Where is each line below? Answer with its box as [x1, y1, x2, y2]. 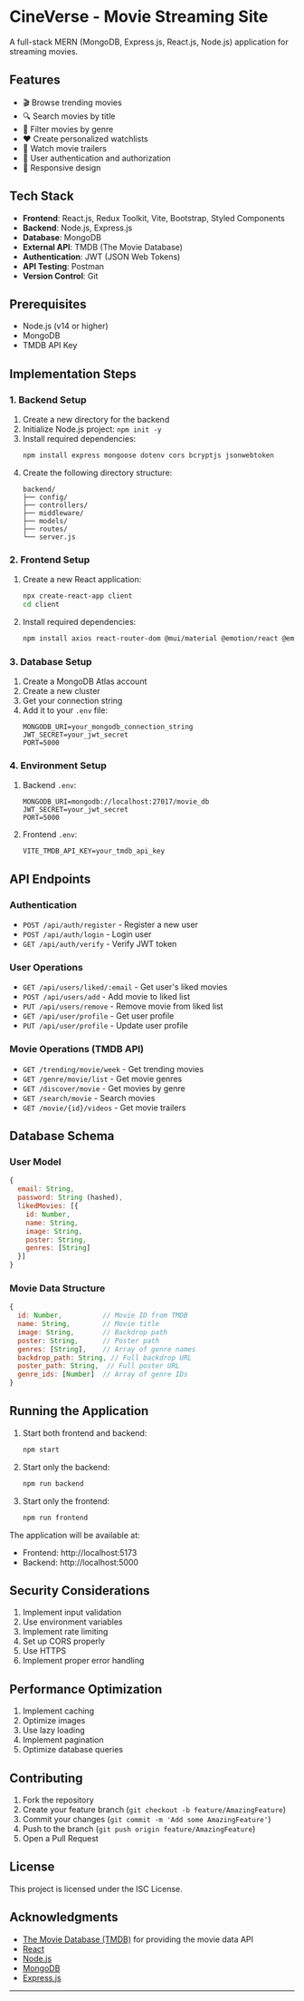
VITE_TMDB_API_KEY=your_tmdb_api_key [22, 846, 166, 856]
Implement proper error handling [22, 1655, 145, 1666]
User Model [9, 1156, 62, 1168]
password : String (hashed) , [17, 1193, 124, 1203]
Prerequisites [9, 297, 87, 312]
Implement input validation [22, 1607, 122, 1618]
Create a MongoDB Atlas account [22, 676, 147, 687]
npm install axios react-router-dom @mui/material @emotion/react [22, 633, 279, 643]
